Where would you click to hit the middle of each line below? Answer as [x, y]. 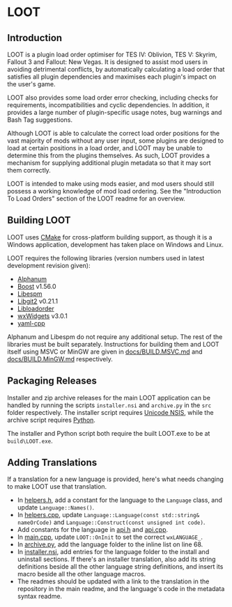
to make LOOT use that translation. [57, 487]
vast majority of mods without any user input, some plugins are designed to [116, 141]
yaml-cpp [31, 323]
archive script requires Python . [52, 420]
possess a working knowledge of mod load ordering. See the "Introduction [114, 191]
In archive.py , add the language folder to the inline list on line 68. [110, 544]
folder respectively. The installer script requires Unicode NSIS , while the [110, 412]
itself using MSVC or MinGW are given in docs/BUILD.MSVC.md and [105, 352]
